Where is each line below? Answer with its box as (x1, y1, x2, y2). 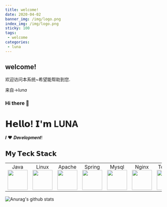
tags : (5, 30, 16, 35)
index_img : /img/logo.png (5, 21, 59, 26)
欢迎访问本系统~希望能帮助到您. (5, 77, 71, 83)
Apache (58, 164, 77, 171)
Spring (84, 164, 100, 171)
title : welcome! (5, 7, 39, 12)
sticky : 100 (5, 26, 30, 31)
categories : (5, 40, 30, 45)
